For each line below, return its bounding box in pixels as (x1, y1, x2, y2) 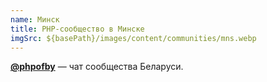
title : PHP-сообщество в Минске (10, 24, 145, 34)
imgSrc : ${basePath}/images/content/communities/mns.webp (10, 33, 257, 43)
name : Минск (10, 14, 60, 25)
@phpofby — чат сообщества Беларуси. (10, 61, 184, 73)
